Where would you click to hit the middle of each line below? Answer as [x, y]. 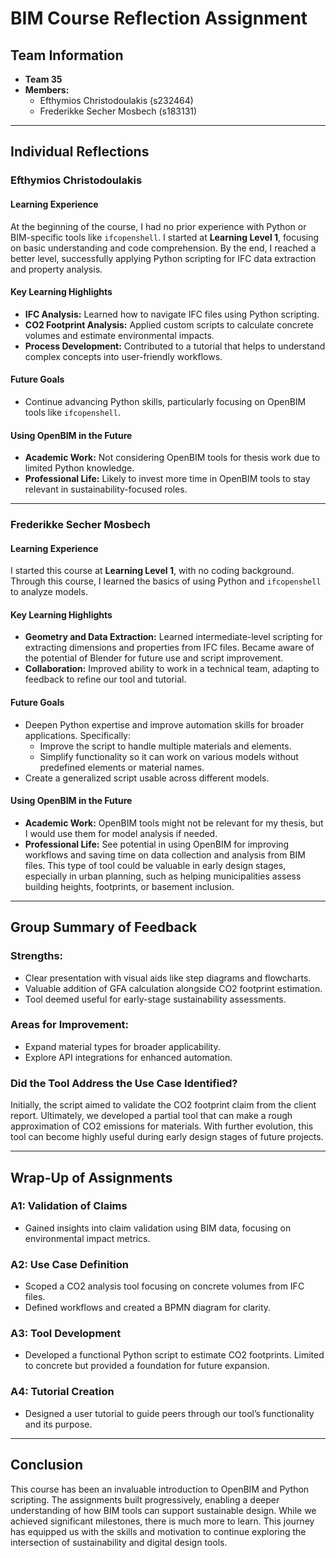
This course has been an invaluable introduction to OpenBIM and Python [160, 1489]
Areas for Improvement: [70, 1025]
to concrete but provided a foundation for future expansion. [147, 1366]
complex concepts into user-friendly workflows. [123, 356]
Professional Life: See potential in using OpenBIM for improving [157, 844]
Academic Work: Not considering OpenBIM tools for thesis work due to [172, 458]
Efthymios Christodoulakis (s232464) [116, 100]
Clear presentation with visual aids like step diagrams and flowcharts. [168, 978]
